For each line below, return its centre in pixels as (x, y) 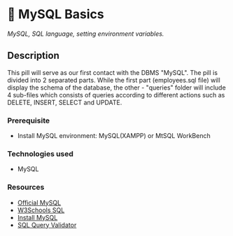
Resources (26, 187)
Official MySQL (39, 202)
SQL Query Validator (47, 225)
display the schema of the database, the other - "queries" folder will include (116, 88)
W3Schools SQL (41, 210)
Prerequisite (29, 120)
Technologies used (40, 153)
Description (33, 56)
